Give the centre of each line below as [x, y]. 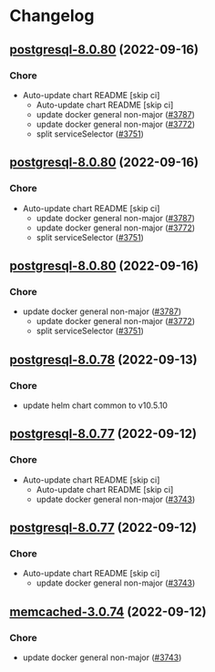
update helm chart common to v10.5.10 [95, 405]
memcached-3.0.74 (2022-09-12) [108, 611]
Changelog [52, 16]
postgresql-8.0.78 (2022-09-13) [103, 359]
